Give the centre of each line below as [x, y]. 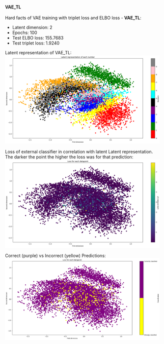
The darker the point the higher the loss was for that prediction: [69, 157]
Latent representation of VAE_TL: [38, 53]
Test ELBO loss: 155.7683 [38, 38]
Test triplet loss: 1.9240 [36, 43]
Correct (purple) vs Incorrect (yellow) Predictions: [55, 256]
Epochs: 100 [25, 33]
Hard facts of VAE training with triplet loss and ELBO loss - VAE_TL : [73, 18]
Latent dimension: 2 [32, 28]
